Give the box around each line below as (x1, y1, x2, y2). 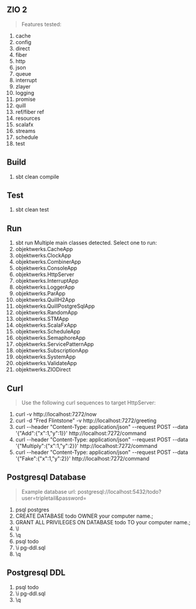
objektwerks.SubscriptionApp (15, 347, 89, 354)
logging (15, 89, 35, 96)
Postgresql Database (7, 472, 86, 483)
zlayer (15, 83, 31, 90)
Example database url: (21, 488, 77, 495)
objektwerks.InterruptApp (15, 277, 79, 285)
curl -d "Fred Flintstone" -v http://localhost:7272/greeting (15, 417, 157, 424)
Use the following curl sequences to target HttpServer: (21, 399, 156, 406)
